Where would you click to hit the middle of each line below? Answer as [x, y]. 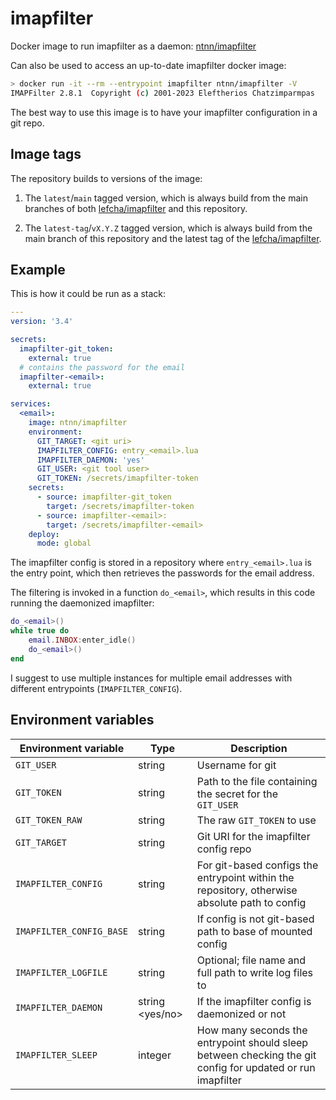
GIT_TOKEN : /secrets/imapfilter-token [117, 478]
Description [259, 748]
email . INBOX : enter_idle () [82, 640]
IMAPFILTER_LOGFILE [61, 972]
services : [31, 404]
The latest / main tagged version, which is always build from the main [166, 198]
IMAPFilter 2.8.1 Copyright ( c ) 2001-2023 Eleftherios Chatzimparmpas [162, 93]
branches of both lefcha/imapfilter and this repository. [136, 208]
